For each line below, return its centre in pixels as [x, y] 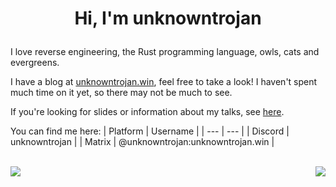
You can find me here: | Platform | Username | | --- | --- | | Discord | [150, 131]
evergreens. [35, 63]
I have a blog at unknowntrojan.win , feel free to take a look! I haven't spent [164, 82]
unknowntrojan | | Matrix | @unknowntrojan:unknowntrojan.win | [142, 142]
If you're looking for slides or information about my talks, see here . [147, 112]
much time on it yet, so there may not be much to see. [121, 93]
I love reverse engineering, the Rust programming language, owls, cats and [165, 52]
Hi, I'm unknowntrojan [168, 18]
